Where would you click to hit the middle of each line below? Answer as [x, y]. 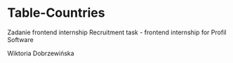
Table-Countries [56, 13]
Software [20, 39]
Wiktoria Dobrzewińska [41, 53]
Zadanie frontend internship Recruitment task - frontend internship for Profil [117, 32]
